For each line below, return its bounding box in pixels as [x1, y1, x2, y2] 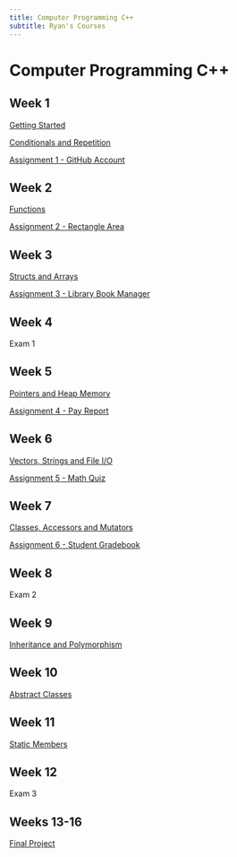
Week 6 [9, 431, 53, 446]
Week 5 [9, 364, 52, 379]
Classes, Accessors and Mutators [9, 522, 133, 533]
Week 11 [9, 714, 55, 731]
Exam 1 [9, 338, 36, 349]
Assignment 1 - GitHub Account [9, 154, 125, 165]
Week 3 [9, 247, 53, 263]
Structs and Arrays [9, 271, 79, 282]
